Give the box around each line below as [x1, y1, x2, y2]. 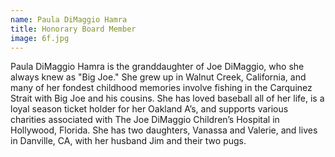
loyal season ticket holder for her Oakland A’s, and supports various [10, 103, 289, 115]
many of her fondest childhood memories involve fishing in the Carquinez [10, 82, 313, 94]
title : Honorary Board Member [10, 24, 137, 34]
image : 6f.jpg [10, 33, 70, 43]
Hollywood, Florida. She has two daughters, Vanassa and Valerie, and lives [10, 124, 318, 136]
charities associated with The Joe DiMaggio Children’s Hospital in [10, 114, 280, 126]
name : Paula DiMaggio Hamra [10, 14, 128, 25]
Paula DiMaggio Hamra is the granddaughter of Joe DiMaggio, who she [10, 61, 305, 73]
